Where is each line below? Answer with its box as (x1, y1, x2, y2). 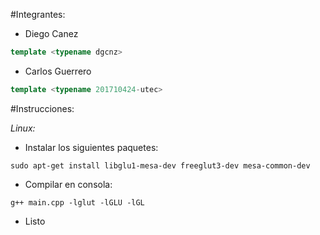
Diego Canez (24, 28, 79, 39)
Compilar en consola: (24, 178, 113, 190)
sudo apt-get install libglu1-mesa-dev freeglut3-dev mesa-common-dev (10, 160, 311, 171)
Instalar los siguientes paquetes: (24, 141, 159, 153)
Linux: (10, 122, 36, 134)
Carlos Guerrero (24, 65, 92, 77)
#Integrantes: (10, 9, 66, 20)
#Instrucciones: (10, 102, 75, 114)
